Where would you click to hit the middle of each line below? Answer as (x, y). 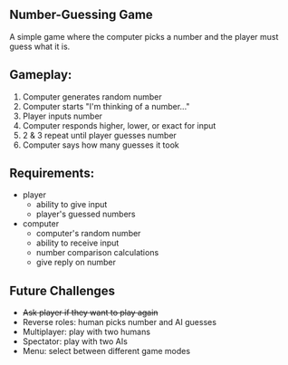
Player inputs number (62, 116)
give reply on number (76, 263)
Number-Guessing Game (82, 15)
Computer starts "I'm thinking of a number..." (106, 106)
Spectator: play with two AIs (75, 341)
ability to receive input (77, 243)
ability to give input (72, 205)
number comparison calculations (97, 253)
